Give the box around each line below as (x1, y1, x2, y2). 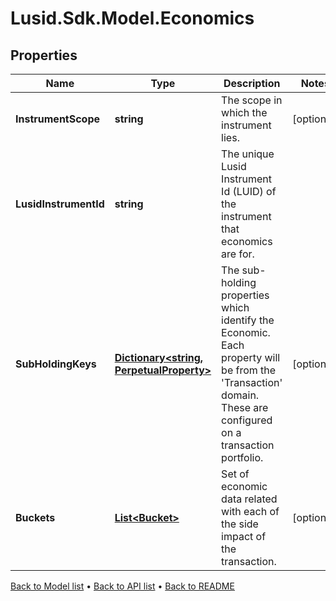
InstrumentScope (15, 112, 101, 126)
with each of (221, 505, 280, 518)
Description (223, 77, 281, 90)
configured (221, 413, 273, 427)
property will (221, 351, 281, 364)
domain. (221, 388, 260, 402)
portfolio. (221, 451, 264, 464)
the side (221, 517, 259, 531)
